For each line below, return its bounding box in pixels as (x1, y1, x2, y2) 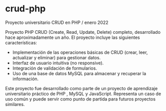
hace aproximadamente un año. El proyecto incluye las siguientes (5, 34, 140, 40)
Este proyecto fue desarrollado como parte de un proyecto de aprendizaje (5, 85, 158, 91)
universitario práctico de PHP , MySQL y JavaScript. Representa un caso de (5, 91, 161, 97)
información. (12, 76, 39, 82)
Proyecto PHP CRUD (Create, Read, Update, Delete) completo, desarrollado (5, 29, 161, 35)
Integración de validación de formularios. (12, 65, 97, 71)
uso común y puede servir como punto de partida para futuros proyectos (5, 96, 156, 102)
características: (5, 39, 37, 45)
